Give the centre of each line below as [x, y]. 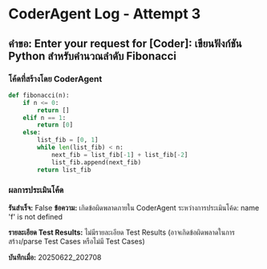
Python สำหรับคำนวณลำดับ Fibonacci [93, 56]
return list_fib [64, 170]
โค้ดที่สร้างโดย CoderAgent [55, 78]
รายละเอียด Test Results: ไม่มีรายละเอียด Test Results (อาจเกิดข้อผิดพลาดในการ [121, 232]
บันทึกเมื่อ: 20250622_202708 [55, 257]
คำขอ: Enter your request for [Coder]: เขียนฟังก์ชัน [125, 44]
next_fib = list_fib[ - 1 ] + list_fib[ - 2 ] [119, 155]
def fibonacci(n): [39, 95]
